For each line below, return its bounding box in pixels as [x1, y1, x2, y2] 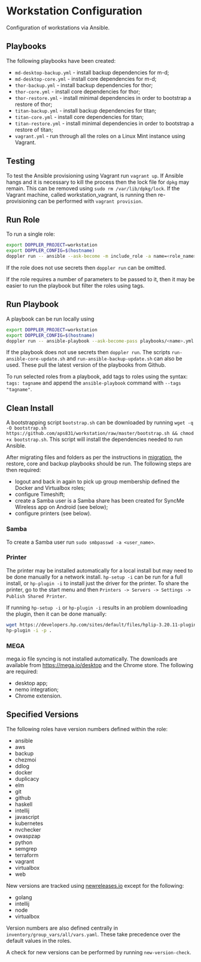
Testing [6, 156, 35, 166]
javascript [14, 813, 39, 820]
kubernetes [14, 820, 44, 827]
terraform [14, 851, 39, 859]
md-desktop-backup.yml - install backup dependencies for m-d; [14, 69, 169, 76]
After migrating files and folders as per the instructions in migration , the [6, 453, 182, 461]
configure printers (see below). [14, 510, 92, 517]
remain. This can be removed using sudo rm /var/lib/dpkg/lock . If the [6, 184, 180, 192]
